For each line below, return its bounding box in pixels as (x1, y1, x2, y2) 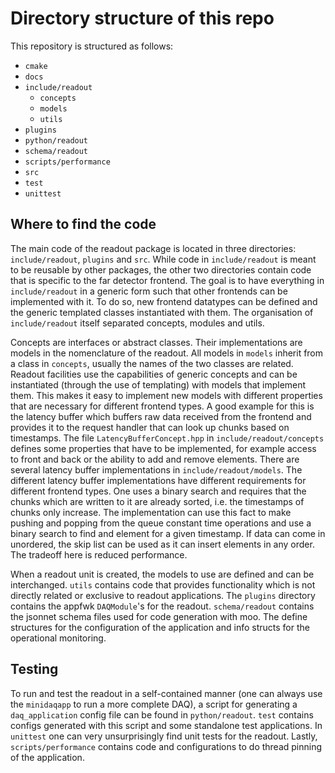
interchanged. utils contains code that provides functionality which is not (10, 578, 316, 591)
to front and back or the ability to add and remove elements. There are (10, 453, 300, 465)
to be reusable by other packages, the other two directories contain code (10, 263, 312, 276)
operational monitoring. (10, 632, 107, 644)
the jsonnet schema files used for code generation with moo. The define (10, 610, 308, 622)
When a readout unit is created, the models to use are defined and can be (10, 568, 315, 580)
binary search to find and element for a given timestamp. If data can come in (10, 527, 326, 539)
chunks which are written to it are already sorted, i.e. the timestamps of (10, 495, 305, 507)
